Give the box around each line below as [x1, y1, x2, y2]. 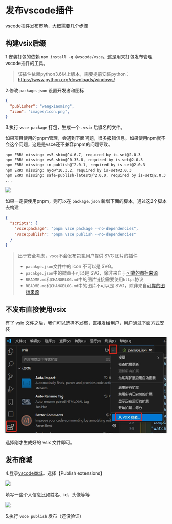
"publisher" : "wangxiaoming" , [10, 103, 74, 109]
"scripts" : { [10, 221, 38, 226]
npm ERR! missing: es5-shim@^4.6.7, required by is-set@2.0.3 [5, 152, 141, 158]
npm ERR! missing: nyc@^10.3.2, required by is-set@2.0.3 [5, 167, 132, 173]
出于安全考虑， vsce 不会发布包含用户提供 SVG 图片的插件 [17, 252, 138, 259]
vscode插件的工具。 [5, 60, 48, 66]
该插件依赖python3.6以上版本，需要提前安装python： [17, 71, 131, 77]
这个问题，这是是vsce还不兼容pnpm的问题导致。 [9, 141, 113, 148]
